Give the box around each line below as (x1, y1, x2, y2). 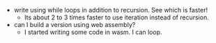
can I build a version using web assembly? (13, 21, 136, 28)
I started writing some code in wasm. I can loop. (24, 28, 162, 36)
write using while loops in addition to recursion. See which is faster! (13, 6, 208, 14)
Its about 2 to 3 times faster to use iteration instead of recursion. (24, 13, 209, 21)
